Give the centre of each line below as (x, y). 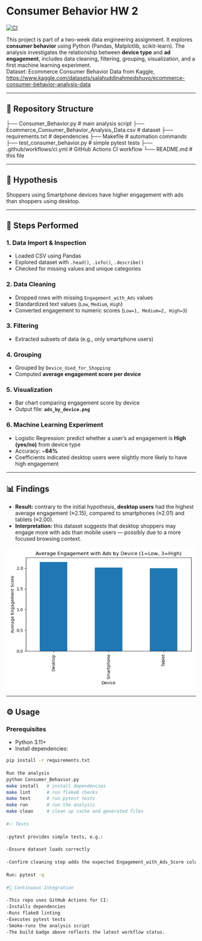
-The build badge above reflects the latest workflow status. (86, 932)
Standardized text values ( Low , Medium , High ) (69, 304)
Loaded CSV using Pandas (48, 256)
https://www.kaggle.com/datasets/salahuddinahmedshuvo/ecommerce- (96, 78)
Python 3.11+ (31, 742)
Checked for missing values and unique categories (78, 269)
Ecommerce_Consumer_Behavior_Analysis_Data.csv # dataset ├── (90, 130)
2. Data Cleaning (31, 285)
